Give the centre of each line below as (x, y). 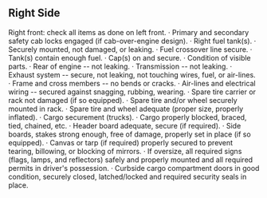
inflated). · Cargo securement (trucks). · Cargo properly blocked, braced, (128, 117)
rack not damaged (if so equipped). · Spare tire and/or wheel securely (123, 100)
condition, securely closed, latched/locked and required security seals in (128, 176)
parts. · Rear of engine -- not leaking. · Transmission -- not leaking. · (120, 66)
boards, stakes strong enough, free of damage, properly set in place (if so (130, 134)
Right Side (34, 13)
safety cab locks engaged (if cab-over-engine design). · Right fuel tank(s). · (132, 41)
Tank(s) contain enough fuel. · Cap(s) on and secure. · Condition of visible (130, 57)
